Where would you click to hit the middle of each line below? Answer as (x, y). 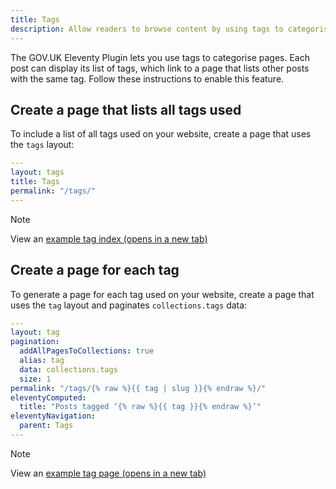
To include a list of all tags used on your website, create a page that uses (161, 134)
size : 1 (35, 379)
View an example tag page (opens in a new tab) (108, 473)
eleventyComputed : (48, 397)
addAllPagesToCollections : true (87, 351)
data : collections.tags (68, 369)
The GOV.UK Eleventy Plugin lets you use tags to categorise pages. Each (160, 57)
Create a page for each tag (95, 270)
